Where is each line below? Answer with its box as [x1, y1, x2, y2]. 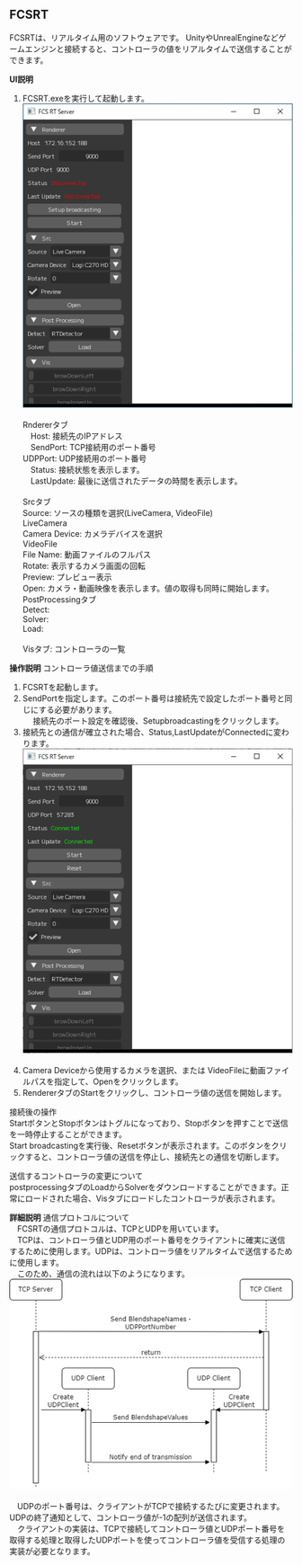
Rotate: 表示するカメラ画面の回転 [22, 561, 147, 572]
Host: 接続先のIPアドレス [30, 431, 123, 441]
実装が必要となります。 [9, 1546, 96, 1557]
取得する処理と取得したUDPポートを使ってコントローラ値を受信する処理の [9, 1534, 286, 1545]
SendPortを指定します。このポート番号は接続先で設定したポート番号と [22, 693, 285, 704]
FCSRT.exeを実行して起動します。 [22, 93, 150, 103]
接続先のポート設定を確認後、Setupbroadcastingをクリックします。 [32, 716, 284, 726]
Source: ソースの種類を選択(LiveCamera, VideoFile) [22, 508, 214, 519]
